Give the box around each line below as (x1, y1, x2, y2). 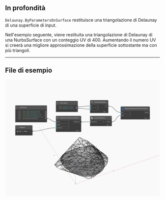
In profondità (5, 4, 46, 12)
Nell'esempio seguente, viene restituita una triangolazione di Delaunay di (5, 31, 153, 37)
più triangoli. (5, 47, 30, 53)
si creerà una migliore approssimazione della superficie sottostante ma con (5, 42, 157, 48)
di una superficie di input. (5, 22, 57, 28)
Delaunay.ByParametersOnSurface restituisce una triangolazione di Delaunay (5, 17, 157, 23)
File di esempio (5, 66, 53, 75)
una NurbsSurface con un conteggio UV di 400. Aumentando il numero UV (5, 37, 156, 43)
